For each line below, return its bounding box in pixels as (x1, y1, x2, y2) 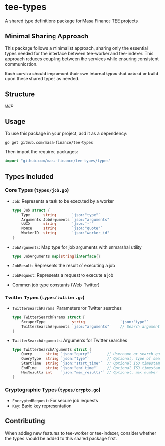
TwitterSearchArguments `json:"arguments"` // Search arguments (21, 324, 162, 329)
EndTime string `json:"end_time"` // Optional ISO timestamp (21, 366, 162, 371)
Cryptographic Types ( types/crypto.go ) (5, 386, 101, 393)
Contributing (5, 417, 45, 425)
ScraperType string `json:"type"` (21, 319, 149, 324)
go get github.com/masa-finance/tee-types (5, 140, 93, 145)
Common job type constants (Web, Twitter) (12, 282, 100, 288)
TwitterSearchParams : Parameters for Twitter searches (12, 305, 122, 311)
